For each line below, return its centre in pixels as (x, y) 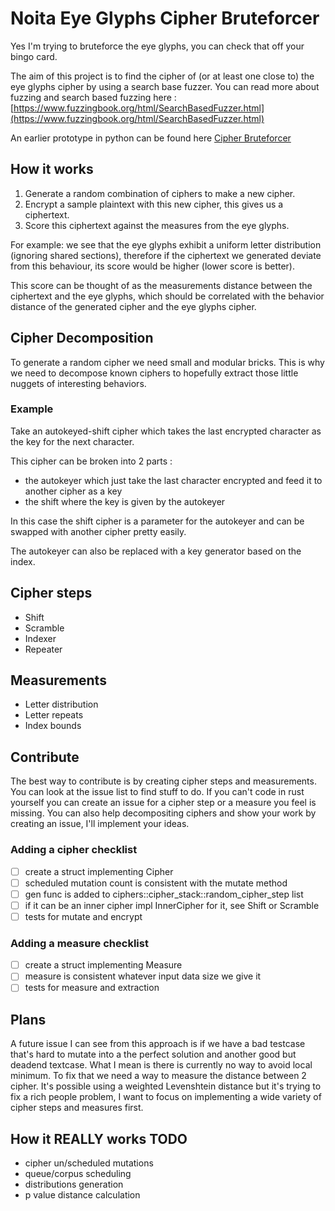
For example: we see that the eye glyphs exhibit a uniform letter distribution (166, 244)
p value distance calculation (82, 1195)
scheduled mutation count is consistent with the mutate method (156, 883)
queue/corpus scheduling (78, 1174)
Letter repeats (54, 715)
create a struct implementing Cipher (99, 871)
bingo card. (34, 56)
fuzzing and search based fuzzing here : (93, 97)
